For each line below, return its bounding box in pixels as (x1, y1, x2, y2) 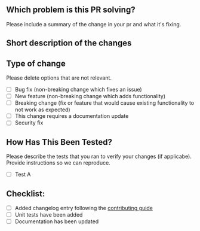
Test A (14, 171, 31, 178)
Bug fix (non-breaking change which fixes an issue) (14, 86, 142, 93)
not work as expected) (14, 106, 70, 113)
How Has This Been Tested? (6, 137, 112, 147)
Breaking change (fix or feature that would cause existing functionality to (14, 99, 195, 107)
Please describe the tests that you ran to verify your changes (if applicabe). (6, 153, 192, 160)
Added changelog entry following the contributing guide (14, 205, 153, 212)
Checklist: (6, 189, 45, 199)
